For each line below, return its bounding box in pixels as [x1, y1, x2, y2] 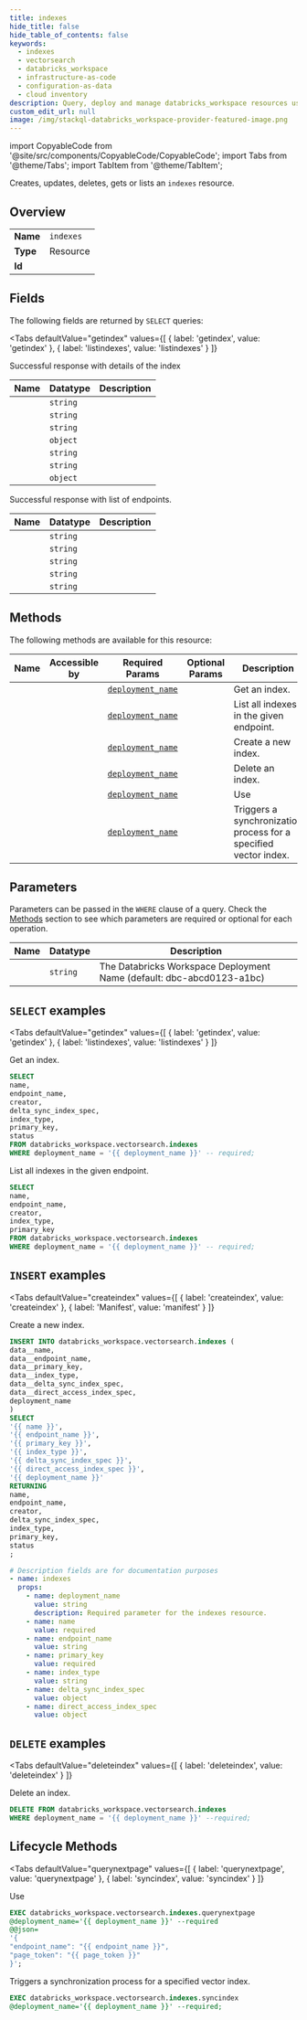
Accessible [48, 655, 99, 668]
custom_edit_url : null [9, 107, 96, 116]
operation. [9, 923, 48, 934]
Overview [9, 204, 67, 219]
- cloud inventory [17, 90, 89, 99]
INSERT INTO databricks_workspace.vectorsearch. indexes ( [9, 1336, 235, 1346]
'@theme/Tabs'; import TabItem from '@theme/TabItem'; [9, 160, 223, 171]
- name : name [26, 1617, 76, 1626]
